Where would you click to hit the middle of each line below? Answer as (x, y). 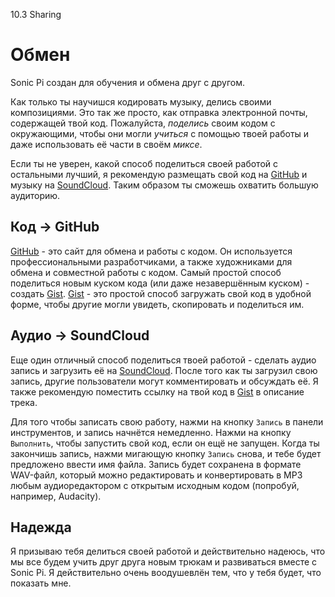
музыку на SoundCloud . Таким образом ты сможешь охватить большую (164, 185)
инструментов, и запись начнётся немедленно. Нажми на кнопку (151, 432)
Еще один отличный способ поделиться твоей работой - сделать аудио (163, 360)
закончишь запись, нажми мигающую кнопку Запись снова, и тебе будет (166, 453)
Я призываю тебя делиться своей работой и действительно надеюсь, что (168, 551)
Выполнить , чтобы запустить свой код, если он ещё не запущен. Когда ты (165, 443)
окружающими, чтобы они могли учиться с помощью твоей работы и (160, 133)
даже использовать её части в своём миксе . (106, 144)
